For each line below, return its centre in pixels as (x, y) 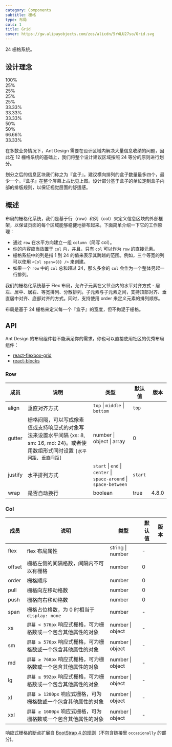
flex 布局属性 (42, 551)
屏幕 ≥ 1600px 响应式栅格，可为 (64, 711)
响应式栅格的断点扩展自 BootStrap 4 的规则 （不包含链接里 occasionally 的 (84, 733)
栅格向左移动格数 (47, 590)
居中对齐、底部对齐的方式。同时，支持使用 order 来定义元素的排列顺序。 (86, 298)
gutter (15, 438)
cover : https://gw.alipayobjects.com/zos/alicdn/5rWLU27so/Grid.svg (80, 34)
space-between (110, 484)
